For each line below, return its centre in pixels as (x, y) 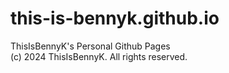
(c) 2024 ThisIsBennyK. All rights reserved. (99, 56)
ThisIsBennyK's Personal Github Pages (90, 46)
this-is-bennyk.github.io (115, 18)
